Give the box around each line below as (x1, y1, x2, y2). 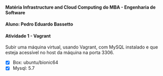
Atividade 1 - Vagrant (5, 33, 51, 39)
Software (5, 9, 26, 15)
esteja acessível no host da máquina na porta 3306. (5, 49, 114, 56)
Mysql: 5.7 (12, 65, 35, 71)
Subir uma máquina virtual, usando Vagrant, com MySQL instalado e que (5, 44, 158, 50)
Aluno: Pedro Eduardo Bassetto (5, 21, 73, 28)
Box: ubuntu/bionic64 (12, 59, 59, 66)
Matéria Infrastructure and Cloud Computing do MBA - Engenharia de (5, 4, 156, 10)
